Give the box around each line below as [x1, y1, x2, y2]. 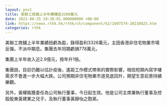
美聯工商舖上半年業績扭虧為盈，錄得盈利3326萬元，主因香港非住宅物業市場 [5, 40, 160, 46]
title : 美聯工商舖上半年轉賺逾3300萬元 [5, 12, 78, 17]
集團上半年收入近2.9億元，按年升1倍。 [5, 56, 83, 62]
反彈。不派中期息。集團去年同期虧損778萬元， [5, 46, 100, 52]
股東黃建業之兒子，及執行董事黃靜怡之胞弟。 [9, 96, 101, 102]
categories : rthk [5, 26, 41, 31]
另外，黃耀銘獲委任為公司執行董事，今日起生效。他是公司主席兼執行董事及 [5, 90, 158, 96]
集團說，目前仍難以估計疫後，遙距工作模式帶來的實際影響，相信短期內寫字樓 [5, 67, 162, 73]
